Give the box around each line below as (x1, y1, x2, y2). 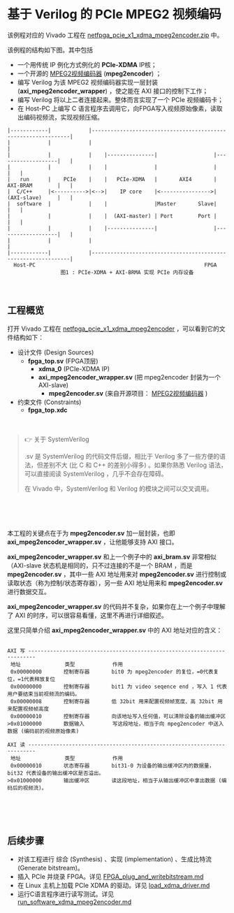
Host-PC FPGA (13, 261, 217, 268)
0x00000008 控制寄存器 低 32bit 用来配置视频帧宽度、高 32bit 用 (10, 698, 224, 705)
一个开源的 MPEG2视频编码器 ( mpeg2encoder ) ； (17, 69, 162, 78)
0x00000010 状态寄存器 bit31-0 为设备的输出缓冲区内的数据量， (10, 762, 215, 769)
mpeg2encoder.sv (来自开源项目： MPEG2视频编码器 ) (48, 389, 208, 397)
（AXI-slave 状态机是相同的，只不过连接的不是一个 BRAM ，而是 (7, 561, 193, 570)
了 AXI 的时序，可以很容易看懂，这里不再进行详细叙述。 (7, 611, 168, 619)
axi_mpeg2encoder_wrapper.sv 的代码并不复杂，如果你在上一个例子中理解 (7, 602, 226, 610)
